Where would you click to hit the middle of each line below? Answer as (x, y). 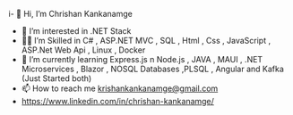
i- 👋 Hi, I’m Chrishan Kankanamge (71, 14)
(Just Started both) (56, 78)
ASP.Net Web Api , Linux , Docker (83, 50)
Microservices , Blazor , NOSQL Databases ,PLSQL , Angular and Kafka (152, 69)
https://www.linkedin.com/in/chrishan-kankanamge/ (117, 101)
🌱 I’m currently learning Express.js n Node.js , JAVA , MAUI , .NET (142, 59)
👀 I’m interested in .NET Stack (76, 31)
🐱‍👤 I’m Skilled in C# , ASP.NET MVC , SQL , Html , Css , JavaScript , (146, 41)
